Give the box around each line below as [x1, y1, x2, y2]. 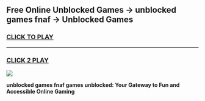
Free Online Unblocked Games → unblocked [6, 5, 177, 15]
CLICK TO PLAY [6, 33, 54, 42]
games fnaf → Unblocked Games [6, 15, 134, 25]
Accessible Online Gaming [6, 88, 75, 95]
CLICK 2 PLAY [6, 56, 49, 64]
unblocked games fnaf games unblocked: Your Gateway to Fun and [6, 81, 180, 88]
